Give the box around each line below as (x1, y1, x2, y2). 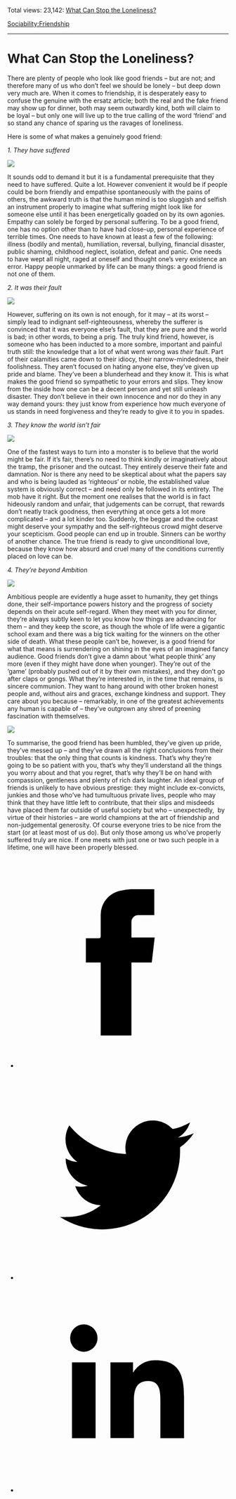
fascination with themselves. (7, 712, 90, 720)
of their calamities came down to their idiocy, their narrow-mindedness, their (7, 355, 229, 363)
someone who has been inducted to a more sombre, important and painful (7, 340, 223, 348)
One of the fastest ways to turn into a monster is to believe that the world (7, 447, 219, 456)
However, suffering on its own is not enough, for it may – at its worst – (7, 310, 209, 318)
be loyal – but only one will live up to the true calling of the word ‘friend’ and (7, 111, 227, 119)
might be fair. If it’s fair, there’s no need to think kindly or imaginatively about (7, 454, 228, 463)
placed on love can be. (7, 551, 74, 561)
